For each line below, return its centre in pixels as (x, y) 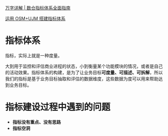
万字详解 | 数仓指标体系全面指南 (38, 8)
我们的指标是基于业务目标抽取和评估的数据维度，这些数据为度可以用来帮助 (82, 79)
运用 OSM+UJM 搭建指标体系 (35, 19)
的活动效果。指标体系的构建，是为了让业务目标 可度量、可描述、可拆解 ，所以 (84, 72)
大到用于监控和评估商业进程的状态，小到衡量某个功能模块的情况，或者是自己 (84, 66)
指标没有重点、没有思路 (36, 122)
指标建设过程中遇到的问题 (58, 107)
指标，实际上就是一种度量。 (34, 55)
